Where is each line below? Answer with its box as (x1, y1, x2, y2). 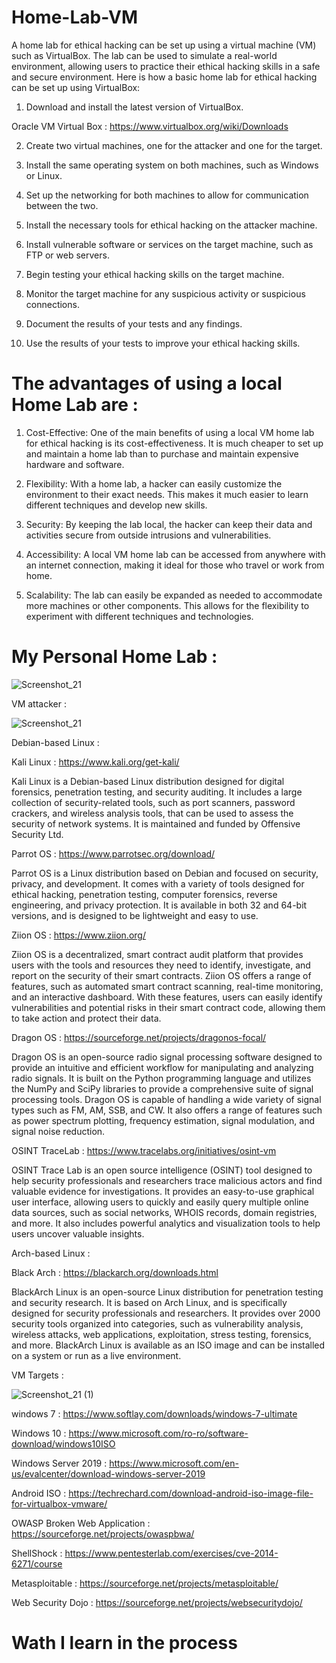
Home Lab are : (11, 394, 139, 416)
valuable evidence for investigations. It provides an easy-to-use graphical (11, 1185, 315, 1197)
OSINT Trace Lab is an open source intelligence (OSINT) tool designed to (11, 1164, 313, 1176)
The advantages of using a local (11, 372, 283, 395)
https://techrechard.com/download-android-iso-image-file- (68, 1487, 314, 1499)
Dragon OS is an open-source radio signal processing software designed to (11, 1051, 323, 1063)
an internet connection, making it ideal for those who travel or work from (25, 559, 325, 571)
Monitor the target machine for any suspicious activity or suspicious (25, 287, 306, 300)
